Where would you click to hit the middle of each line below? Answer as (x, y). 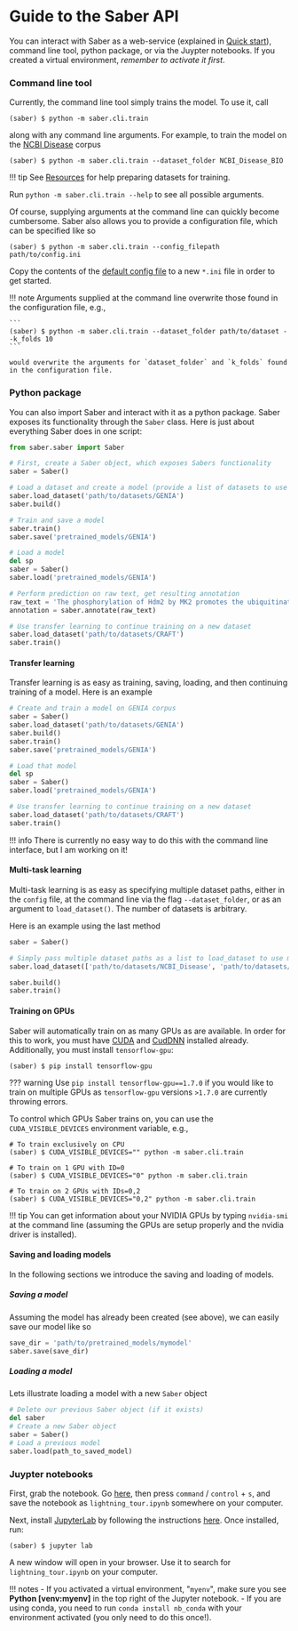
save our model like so (50, 1326)
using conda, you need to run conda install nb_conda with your (125, 1608)
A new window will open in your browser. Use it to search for (120, 1562)
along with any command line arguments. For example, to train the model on (148, 135)
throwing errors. (39, 1101)
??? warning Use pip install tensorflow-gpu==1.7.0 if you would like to (141, 1082)
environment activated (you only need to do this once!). (110, 1617)
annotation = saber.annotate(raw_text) (83, 610)
